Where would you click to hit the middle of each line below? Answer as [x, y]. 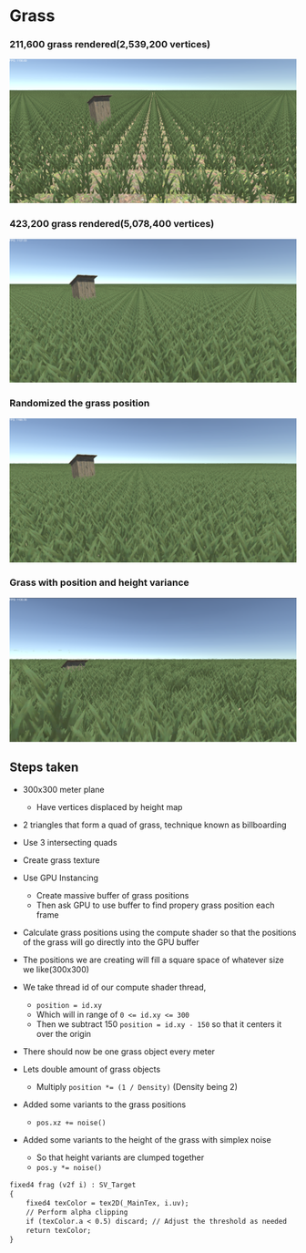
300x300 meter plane [63, 789]
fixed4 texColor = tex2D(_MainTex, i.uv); [107, 1203]
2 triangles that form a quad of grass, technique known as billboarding [154, 825]
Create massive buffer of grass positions [112, 895]
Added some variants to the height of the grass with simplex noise [147, 1139]
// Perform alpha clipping [77, 1212]
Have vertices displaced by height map [109, 806]
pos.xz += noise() [71, 1123]
